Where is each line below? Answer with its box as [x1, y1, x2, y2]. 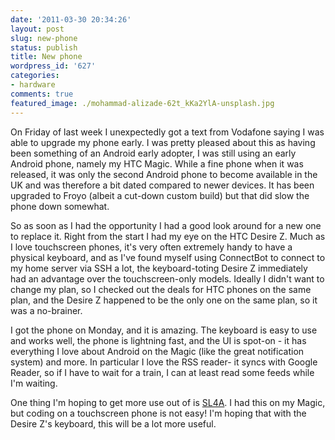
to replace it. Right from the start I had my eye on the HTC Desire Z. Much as [10, 230, 326, 242]
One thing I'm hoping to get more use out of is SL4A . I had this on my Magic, [10, 396, 326, 408]
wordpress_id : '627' [10, 61, 97, 71]
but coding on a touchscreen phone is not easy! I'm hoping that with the [10, 407, 307, 419]
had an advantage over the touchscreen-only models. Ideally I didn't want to [10, 272, 325, 285]
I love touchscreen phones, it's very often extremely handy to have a [10, 241, 293, 253]
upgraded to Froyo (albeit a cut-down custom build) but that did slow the [10, 189, 310, 201]
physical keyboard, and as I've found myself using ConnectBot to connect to [10, 251, 326, 263]
